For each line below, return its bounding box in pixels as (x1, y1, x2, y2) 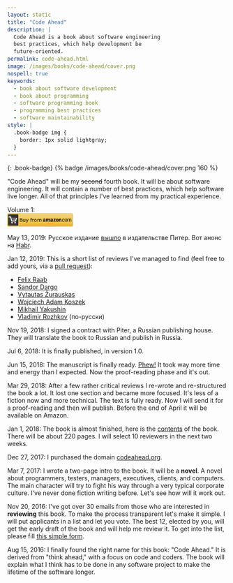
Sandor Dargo (17, 283, 58, 291)
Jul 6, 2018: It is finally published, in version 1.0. (7, 347, 144, 355)
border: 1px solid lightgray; (20, 136, 108, 143)
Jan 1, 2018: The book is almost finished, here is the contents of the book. (7, 425, 220, 433)
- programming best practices (13, 107, 101, 115)
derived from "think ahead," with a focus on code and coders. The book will (7, 553, 225, 561)
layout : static (7, 11, 52, 18)
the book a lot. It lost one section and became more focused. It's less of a (7, 389, 218, 397)
